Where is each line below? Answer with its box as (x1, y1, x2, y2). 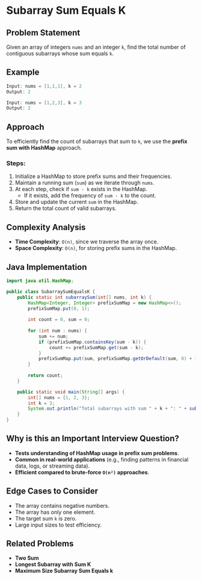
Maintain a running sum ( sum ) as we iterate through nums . (14, 179, 155, 186)
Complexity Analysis (6, 222, 86, 232)
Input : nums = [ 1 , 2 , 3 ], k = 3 (6, 100, 82, 106)
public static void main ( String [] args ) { (17, 389, 125, 395)
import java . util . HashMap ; (6, 278, 74, 284)
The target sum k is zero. (14, 514, 77, 522)
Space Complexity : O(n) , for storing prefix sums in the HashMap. (14, 245, 177, 252)
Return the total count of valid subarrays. (14, 205, 117, 212)
